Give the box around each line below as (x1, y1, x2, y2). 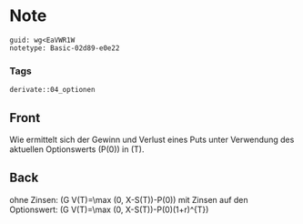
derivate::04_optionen (9, 86, 96, 95)
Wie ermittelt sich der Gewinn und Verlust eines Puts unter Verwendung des (9, 134, 295, 146)
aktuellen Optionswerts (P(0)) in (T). (9, 144, 145, 155)
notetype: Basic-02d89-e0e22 (9, 43, 120, 53)
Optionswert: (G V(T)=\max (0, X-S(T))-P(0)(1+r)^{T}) (9, 204, 209, 215)
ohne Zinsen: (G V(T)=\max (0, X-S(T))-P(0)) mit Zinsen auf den (9, 194, 248, 205)
